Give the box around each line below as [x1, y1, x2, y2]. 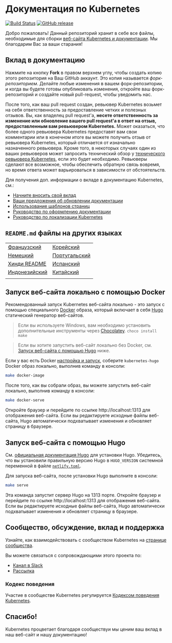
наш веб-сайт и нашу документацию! [5, 631, 87, 637]
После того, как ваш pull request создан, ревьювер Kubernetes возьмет [5, 101, 162, 107]
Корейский [52, 243, 80, 251]
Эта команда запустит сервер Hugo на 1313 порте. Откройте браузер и [5, 491, 161, 498]
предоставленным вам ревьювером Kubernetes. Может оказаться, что [5, 123, 165, 129]
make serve [5, 482, 29, 488]
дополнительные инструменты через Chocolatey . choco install [17, 328, 157, 334]
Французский [8, 243, 42, 251]
